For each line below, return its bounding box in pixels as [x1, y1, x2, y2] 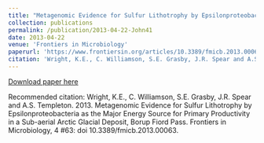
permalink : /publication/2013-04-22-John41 [8, 26, 153, 34]
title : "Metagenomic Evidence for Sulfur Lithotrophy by [8, 11, 199, 20]
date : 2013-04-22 [8, 33, 65, 42]
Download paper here [8, 76, 79, 86]
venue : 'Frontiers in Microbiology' [8, 41, 128, 49]
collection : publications [8, 19, 93, 27]
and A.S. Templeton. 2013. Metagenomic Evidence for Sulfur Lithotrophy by [8, 100, 253, 110]
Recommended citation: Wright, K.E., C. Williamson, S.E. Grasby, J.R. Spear [8, 92, 251, 101]
